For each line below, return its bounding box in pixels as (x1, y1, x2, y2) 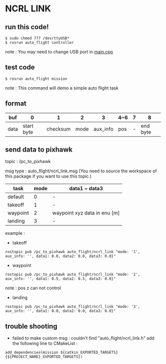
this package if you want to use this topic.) (5, 173, 92, 179)
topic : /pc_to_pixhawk (5, 158, 51, 164)
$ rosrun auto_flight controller (5, 40, 74, 45)
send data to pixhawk (5, 146, 73, 154)
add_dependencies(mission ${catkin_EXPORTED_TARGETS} (5, 350, 119, 355)
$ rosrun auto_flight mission (5, 76, 68, 81)
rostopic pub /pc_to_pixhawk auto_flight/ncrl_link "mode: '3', (5, 304, 140, 310)
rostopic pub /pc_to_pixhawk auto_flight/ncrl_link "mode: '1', (5, 250, 140, 255)
